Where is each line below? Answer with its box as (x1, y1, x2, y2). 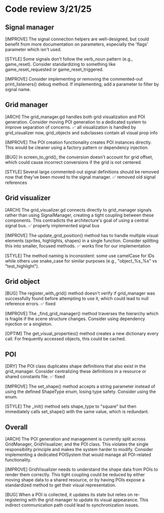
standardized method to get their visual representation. (5, 482, 116, 488)
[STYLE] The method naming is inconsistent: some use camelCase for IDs (5, 252, 155, 259)
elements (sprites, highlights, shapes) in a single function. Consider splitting (5, 238, 159, 243)
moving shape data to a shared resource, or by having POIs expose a (5, 477, 145, 483)
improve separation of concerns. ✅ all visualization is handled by (5, 124, 137, 130)
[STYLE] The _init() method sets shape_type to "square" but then (5, 403, 137, 409)
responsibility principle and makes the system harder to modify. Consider (5, 447, 153, 453)
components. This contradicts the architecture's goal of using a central (5, 217, 149, 223)
